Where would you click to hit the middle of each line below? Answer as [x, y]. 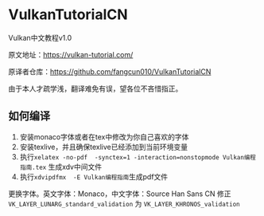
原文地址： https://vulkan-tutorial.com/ [71, 54]
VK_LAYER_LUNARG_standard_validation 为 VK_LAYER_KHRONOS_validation [124, 203]
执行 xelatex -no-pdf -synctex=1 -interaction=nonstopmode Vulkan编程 [138, 156]
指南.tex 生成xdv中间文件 [60, 167]
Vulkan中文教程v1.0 [40, 37]
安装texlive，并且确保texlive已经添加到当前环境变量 [104, 147]
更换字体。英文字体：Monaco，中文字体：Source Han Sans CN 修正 [120, 194]
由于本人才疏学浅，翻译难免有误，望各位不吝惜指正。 [95, 88]
